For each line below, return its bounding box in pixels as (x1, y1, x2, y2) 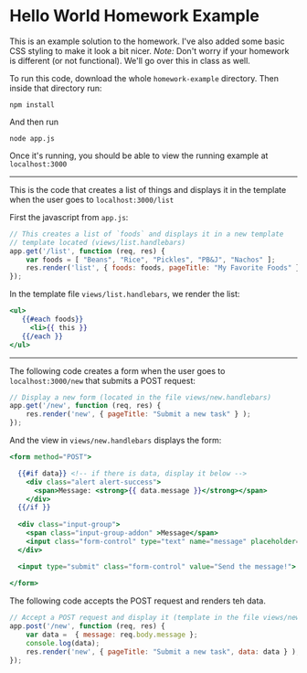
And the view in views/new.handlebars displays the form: (9, 435, 222, 446)
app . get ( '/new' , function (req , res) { (9, 401, 162, 411)
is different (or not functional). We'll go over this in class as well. (9, 55, 251, 66)
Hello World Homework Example (9, 5, 260, 27)
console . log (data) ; (26, 638, 101, 647)
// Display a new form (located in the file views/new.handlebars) (9, 392, 272, 402)
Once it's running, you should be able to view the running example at (9, 150, 269, 161)
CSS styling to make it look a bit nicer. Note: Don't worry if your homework (9, 45, 290, 56)
